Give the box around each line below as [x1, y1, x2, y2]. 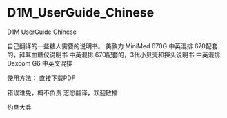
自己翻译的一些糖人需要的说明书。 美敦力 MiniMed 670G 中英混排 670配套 [7, 41, 218, 50]
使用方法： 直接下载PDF [7, 74, 76, 82]
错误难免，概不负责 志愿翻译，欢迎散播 [7, 88, 118, 97]
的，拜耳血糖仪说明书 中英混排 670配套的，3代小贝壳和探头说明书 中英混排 [7, 50, 221, 59]
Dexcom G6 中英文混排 [7, 59, 72, 67]
